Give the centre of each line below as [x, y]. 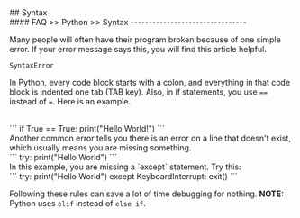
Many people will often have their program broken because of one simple [145, 40]
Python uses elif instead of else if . [78, 203]
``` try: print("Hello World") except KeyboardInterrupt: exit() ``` [124, 176]
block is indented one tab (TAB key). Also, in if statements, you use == [139, 92]
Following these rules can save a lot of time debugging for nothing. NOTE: [147, 194]
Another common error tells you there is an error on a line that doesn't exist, [150, 138]
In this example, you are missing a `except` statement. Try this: [125, 167]
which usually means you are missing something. [100, 148]
